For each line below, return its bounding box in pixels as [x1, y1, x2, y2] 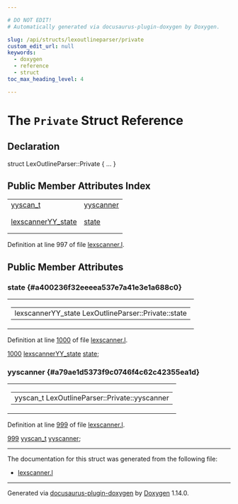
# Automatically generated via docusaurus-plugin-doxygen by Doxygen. [7, 23, 220, 31]
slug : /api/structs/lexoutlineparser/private [7, 36, 144, 43]
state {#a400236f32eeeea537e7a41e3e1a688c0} [7, 282, 182, 292]
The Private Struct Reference [7, 112, 184, 128]
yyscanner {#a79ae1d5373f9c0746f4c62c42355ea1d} [7, 367, 200, 377]
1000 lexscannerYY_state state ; [7, 349, 99, 358]
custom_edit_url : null [7, 43, 74, 50]
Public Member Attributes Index [7, 180, 151, 192]
